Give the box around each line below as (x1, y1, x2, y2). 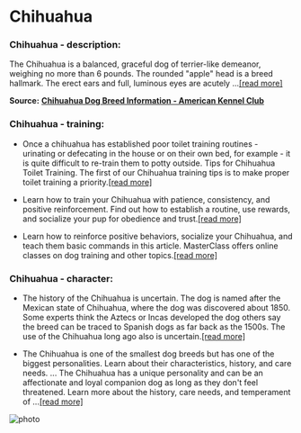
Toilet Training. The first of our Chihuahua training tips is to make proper (22, 167, 290, 177)
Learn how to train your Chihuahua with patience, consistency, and (22, 194, 270, 204)
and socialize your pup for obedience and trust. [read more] (22, 213, 243, 224)
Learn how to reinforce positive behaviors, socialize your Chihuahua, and (22, 230, 294, 241)
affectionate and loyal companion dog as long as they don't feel (22, 377, 259, 388)
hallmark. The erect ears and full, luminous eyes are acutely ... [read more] (9, 78, 283, 89)
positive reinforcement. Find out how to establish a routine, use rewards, (22, 203, 290, 214)
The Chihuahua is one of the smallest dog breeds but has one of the (22, 348, 275, 359)
